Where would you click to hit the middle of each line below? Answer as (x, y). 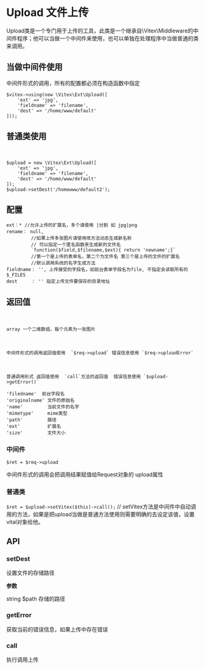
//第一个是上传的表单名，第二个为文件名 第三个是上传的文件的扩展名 (105, 257)
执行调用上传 (22, 660)
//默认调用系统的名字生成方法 (63, 263)
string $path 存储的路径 (36, 599)
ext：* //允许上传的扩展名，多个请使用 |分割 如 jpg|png (72, 225)
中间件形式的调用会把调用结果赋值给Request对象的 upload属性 (85, 474)
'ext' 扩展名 (34, 427)
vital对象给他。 (25, 521)
